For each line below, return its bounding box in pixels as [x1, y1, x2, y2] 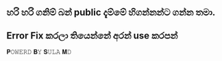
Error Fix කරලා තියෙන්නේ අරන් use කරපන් [6, 30, 178, 41]
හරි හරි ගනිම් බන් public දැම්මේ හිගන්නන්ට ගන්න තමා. [6, 7, 216, 18]
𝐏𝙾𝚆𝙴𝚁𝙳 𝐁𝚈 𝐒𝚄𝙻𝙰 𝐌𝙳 [6, 48, 72, 56]
